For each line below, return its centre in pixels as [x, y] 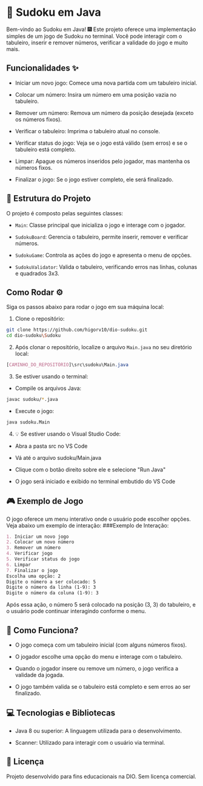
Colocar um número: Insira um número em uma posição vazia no [96, 94]
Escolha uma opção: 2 [34, 576]
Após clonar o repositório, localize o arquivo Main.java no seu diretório [103, 347]
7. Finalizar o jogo [32, 570]
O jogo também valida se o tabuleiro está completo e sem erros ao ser [103, 687]
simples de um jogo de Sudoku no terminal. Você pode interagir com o [94, 36]
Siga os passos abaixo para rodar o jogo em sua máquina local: [85, 307]
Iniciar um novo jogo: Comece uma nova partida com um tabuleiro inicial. [106, 83]
